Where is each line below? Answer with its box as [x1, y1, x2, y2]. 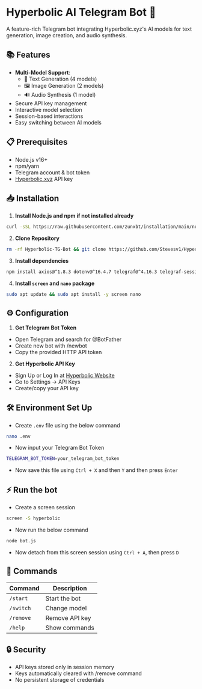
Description [52, 584, 87, 592]
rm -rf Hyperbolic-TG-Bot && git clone [6, 247, 106, 253]
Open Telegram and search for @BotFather [14, 335, 122, 343]
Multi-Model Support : [14, 69, 71, 76]
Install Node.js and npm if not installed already [14, 212, 134, 219]
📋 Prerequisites [6, 137, 68, 147]
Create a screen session [14, 504, 75, 511]
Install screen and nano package [14, 280, 95, 287]
